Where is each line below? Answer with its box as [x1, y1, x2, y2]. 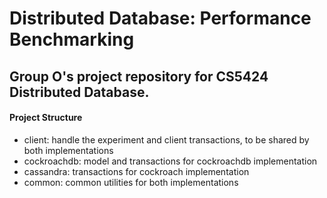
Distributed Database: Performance [9, 7, 312, 30]
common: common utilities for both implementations [23, 176, 239, 188]
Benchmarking [9, 28, 135, 51]
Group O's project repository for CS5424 [9, 68, 269, 85]
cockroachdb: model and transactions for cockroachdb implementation [23, 155, 318, 167]
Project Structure [9, 112, 83, 124]
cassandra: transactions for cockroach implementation [23, 165, 250, 177]
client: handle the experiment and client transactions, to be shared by [23, 133, 310, 146]
